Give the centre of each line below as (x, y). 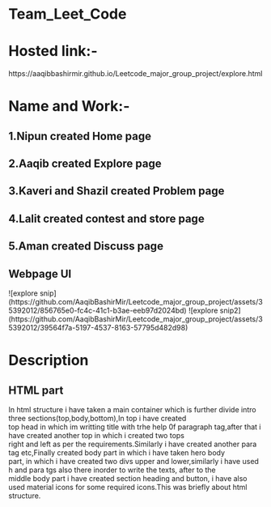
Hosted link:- (53, 51)
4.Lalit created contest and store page (106, 218)
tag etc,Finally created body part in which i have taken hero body (116, 453)
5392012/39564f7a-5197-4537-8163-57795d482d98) (98, 328)
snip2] (230, 311)
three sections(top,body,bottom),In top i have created (97, 419)
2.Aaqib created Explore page (85, 164)
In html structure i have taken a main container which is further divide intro (132, 410)
